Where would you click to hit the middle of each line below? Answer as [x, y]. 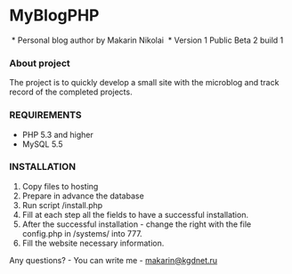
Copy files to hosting [60, 186]
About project [40, 63]
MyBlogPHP [54, 16]
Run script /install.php [62, 205]
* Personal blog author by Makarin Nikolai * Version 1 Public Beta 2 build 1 [147, 40]
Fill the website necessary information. [93, 243]
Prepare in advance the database [83, 196]
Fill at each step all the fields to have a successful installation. [135, 214]
